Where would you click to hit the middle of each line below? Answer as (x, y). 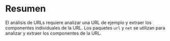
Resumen (26, 9)
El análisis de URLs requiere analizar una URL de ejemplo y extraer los (78, 22)
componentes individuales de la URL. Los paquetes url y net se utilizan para (85, 27)
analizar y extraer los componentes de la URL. (53, 33)
